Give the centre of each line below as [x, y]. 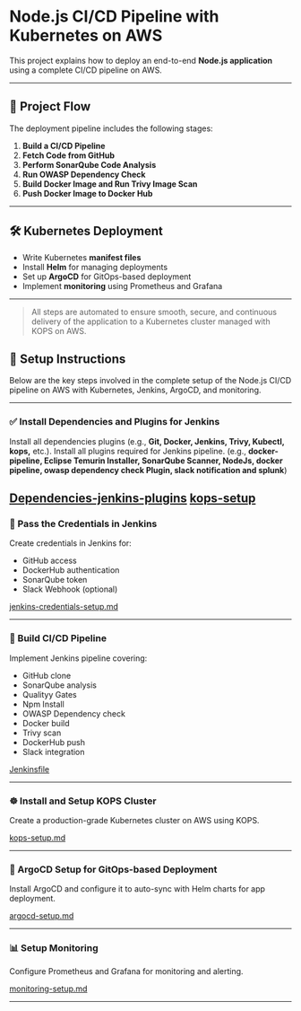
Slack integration [53, 752]
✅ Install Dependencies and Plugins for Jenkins [115, 422]
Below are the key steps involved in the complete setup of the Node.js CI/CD [150, 381]
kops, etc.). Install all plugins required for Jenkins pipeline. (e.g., [128, 451]
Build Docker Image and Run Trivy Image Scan [110, 184]
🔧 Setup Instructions [68, 359]
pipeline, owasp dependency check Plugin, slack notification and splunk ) [148, 470]
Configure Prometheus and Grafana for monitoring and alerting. [126, 971]
